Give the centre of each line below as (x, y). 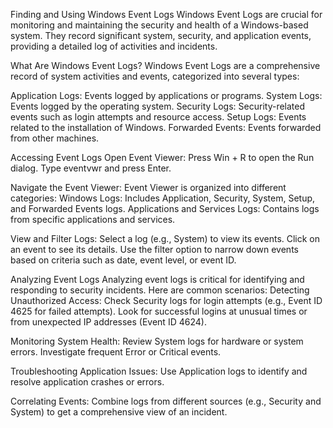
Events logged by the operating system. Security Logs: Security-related (158, 106)
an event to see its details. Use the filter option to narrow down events (154, 249)
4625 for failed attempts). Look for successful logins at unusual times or (159, 311)
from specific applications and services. (93, 219)
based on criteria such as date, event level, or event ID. (123, 260)
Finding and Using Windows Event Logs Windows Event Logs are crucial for (166, 14)
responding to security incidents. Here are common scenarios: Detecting (160, 290)
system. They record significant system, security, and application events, (161, 35)
